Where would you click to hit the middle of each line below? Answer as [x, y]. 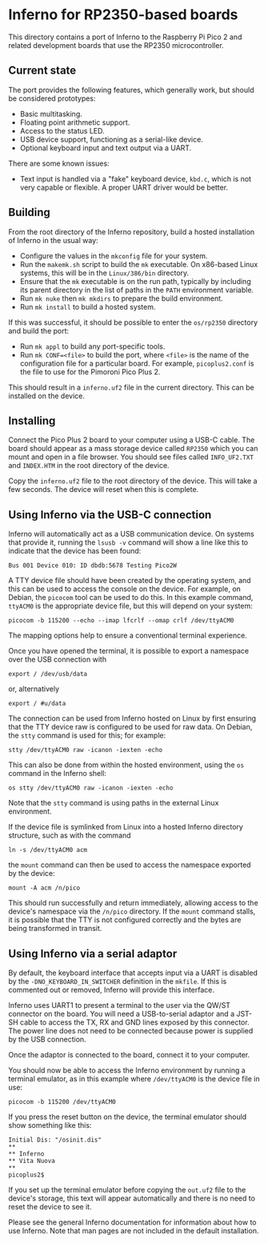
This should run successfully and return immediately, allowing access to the [133, 903]
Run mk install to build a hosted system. [88, 306]
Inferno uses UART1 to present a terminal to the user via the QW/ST [119, 1005]
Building [29, 212]
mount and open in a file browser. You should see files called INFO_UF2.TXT [131, 457]
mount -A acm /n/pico [44, 888]
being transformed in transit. [55, 929]
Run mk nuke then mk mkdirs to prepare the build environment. [121, 298]
